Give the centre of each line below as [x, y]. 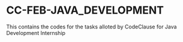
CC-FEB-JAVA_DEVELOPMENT [85, 10]
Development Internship [36, 33]
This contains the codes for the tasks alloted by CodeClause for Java [91, 27]
